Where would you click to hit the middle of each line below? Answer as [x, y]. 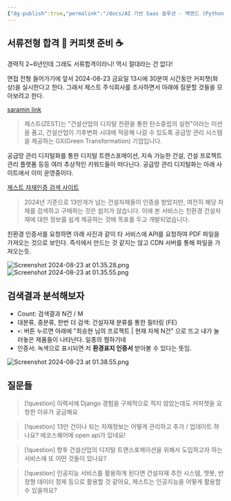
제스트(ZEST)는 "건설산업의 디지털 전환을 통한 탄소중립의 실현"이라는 [117, 124]
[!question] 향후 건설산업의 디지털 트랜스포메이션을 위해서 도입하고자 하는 [123, 450]
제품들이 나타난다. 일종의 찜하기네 [81, 340]
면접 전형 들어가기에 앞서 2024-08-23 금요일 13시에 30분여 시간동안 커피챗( [110, 79]
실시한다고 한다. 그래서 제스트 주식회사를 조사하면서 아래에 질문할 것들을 [119, 88]
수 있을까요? [40, 491]
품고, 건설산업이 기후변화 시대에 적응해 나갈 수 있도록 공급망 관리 [118, 132]
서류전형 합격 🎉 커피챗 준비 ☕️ [66, 43]
